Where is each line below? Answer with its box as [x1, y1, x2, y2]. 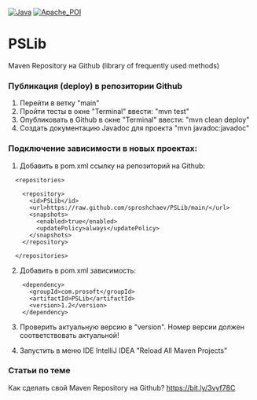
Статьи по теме [8, 365, 71, 376]
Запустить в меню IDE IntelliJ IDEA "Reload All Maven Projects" [19, 346, 228, 355]
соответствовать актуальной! [19, 330, 119, 339]
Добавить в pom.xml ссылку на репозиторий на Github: [19, 161, 206, 171]
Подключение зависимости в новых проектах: [8, 143, 198, 154]
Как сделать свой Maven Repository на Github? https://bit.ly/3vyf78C [8, 383, 236, 392]
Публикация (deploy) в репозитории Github [8, 80, 183, 91]
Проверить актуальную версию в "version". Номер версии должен [19, 322, 245, 332]
